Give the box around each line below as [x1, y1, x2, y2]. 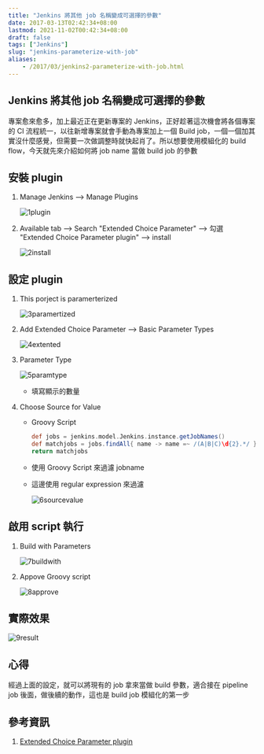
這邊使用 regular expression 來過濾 [31, 479, 145, 489]
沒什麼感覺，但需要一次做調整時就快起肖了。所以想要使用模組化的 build [14, 135, 247, 146]
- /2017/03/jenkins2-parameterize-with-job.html [22, 63, 185, 71]
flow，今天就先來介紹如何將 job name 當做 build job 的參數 [8, 146, 198, 155]
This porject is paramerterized [19, 294, 118, 304]
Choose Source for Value [19, 402, 101, 412]
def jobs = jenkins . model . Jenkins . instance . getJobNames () [31, 433, 225, 441]
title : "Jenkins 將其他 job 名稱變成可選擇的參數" [8, 11, 163, 20]
